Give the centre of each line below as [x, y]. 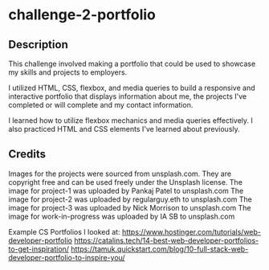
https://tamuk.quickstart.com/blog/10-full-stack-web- [160, 249]
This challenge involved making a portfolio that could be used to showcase [132, 63]
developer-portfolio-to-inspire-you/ [67, 257]
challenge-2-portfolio [82, 15]
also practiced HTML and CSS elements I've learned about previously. [124, 129]
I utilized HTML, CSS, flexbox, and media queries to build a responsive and [132, 88]
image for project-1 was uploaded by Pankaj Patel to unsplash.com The [126, 190]
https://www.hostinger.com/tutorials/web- [192, 231]
